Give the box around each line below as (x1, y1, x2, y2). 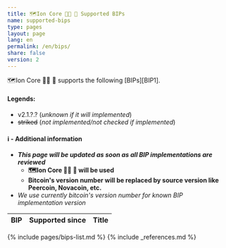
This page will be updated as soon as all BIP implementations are (17, 151, 213, 159)
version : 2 (7, 56, 39, 63)
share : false (7, 50, 46, 57)
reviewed (17, 158, 46, 166)
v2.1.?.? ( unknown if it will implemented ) (17, 110, 132, 118)
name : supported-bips (7, 17, 71, 24)
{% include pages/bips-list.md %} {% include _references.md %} (7, 233, 197, 242)
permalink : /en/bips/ (7, 43, 71, 50)
